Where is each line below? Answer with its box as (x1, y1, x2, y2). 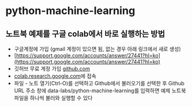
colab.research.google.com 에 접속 (14, 73, 96, 80)
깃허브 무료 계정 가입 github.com (14, 65, 90, 72)
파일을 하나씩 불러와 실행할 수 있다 (14, 95, 93, 101)
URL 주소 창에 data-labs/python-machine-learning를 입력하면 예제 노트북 (14, 87, 186, 94)
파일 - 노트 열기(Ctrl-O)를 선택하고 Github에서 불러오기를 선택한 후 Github (14, 80, 185, 87)
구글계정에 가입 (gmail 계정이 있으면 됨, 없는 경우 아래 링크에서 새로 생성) (14, 46, 181, 52)
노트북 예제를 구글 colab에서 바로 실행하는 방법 (5, 29, 165, 39)
